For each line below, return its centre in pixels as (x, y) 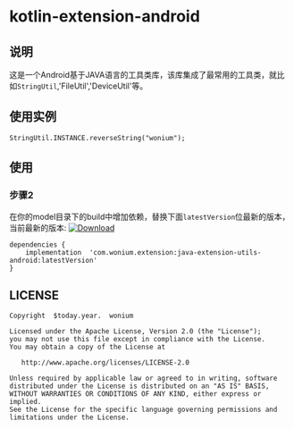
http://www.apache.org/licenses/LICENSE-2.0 (105, 363)
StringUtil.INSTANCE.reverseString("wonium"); (97, 138)
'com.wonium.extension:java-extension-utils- (175, 252)
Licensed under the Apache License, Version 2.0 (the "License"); (135, 332)
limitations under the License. (69, 417)
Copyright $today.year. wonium (71, 316)
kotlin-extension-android (105, 17)
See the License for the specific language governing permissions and (143, 410)
